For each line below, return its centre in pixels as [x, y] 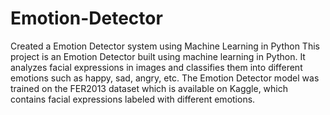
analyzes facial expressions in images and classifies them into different [156, 67]
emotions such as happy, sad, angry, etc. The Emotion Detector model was [165, 78]
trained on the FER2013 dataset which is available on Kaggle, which [149, 88]
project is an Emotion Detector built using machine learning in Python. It [158, 56]
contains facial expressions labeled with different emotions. [133, 99]
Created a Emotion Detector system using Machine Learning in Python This [165, 46]
